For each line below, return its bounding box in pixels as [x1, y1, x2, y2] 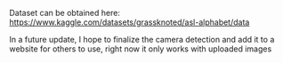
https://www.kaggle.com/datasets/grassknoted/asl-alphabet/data [9, 17, 250, 28]
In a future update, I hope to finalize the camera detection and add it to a [9, 35, 275, 44]
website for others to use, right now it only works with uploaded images [9, 43, 272, 54]
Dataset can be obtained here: [9, 8, 120, 18]
